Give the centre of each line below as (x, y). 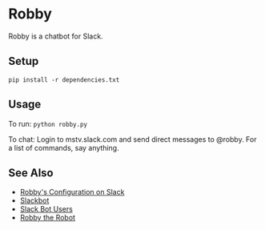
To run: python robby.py (48, 123)
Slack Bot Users (46, 209)
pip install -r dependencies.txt (64, 80)
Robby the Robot (48, 218)
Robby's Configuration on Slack (72, 192)
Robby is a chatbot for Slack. (56, 36)
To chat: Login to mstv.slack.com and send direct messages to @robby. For (132, 139)
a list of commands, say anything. (64, 147)
